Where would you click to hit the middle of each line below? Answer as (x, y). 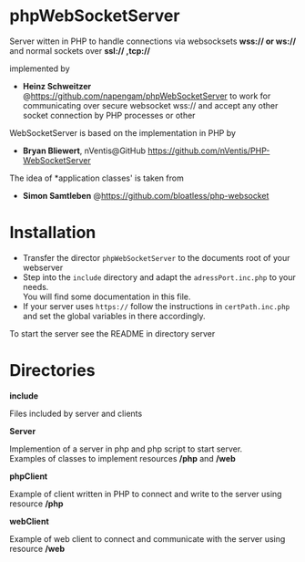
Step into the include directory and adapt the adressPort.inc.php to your (159, 277)
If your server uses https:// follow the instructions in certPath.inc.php (156, 306)
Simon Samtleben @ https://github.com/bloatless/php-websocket (146, 195)
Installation (53, 233)
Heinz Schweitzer (57, 86)
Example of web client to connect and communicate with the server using (147, 538)
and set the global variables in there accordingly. (114, 316)
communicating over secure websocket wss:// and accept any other (150, 105)
